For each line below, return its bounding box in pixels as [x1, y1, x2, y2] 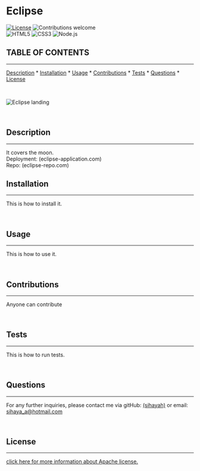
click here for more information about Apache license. [6, 458, 139, 465]
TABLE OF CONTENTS [6, 48, 89, 58]
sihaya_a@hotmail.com [6, 408, 62, 415]
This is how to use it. [6, 251, 57, 258]
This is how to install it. [6, 200, 62, 207]
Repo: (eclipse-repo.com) [6, 161, 70, 168]
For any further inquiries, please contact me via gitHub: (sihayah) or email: [6, 401, 189, 408]
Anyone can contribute [6, 301, 62, 308]
